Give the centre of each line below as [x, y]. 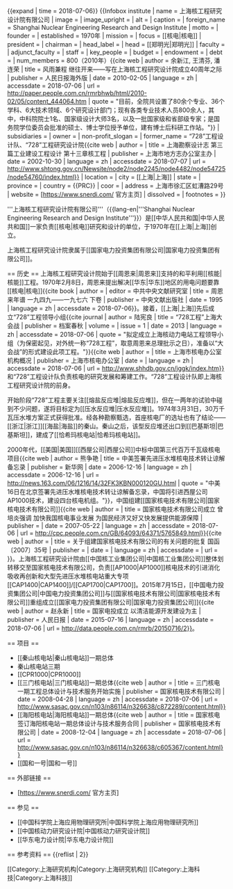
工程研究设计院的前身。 [41, 385]
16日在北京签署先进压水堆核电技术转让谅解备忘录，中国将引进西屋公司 [107, 492]
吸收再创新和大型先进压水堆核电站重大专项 [68, 576]
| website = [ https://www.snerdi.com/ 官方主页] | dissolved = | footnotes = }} [116, 194]
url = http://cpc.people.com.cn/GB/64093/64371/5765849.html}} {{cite [121, 533]
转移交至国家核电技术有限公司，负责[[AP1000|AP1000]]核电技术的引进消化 [114, 567]
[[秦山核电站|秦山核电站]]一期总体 [65, 658]
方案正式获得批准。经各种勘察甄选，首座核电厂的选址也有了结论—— [128, 417]
